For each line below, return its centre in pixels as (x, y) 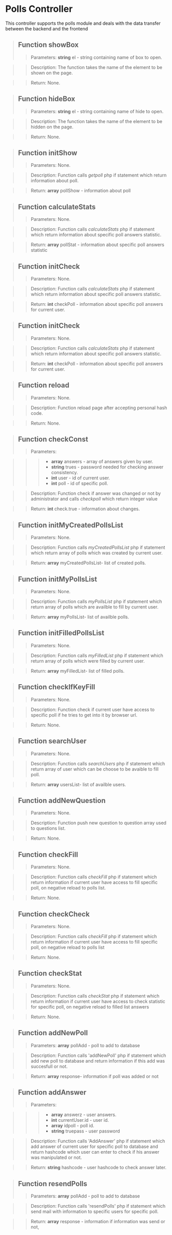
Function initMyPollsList (58, 579)
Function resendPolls (52, 1184)
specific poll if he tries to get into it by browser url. (84, 715)
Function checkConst (53, 439)
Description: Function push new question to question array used (99, 823)
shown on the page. (52, 73)
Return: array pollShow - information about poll (81, 190)
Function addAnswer (52, 1092)
